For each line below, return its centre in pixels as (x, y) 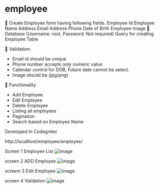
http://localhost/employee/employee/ (44, 141)
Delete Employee (30, 105)
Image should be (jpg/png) (40, 75)
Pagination (23, 116)
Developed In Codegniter (31, 131)
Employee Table (22, 39)
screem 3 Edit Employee (30, 171)
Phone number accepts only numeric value (57, 64)
